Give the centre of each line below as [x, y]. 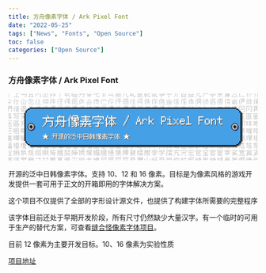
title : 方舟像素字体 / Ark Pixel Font [68, 17]
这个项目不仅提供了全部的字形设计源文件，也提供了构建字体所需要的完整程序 [133, 200]
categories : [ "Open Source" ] [56, 50]
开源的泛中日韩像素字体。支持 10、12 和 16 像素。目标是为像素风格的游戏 [127, 173]
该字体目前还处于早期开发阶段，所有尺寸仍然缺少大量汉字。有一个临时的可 [129, 217]
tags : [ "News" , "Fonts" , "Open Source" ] [76, 33]
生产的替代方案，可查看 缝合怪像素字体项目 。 [87, 227]
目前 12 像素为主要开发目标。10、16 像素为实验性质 [91, 244]
